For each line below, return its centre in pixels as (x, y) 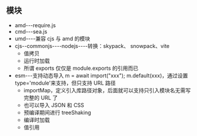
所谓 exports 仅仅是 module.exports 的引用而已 (81, 68)
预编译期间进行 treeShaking (57, 112)
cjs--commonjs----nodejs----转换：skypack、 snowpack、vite (92, 46)
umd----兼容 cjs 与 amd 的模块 (52, 38)
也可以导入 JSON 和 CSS (54, 105)
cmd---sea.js (31, 31)
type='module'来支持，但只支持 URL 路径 (65, 83)
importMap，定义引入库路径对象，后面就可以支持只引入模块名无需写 (107, 90)
